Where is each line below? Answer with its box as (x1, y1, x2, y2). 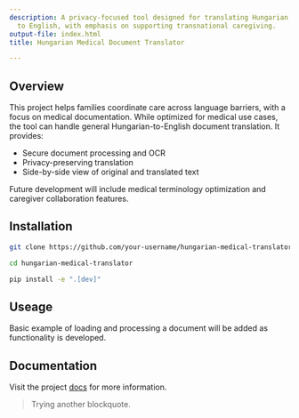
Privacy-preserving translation (21, 157, 133, 168)
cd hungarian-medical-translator (9, 259, 133, 268)
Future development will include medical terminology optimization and (9, 184, 267, 195)
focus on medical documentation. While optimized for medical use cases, (9, 112, 279, 123)
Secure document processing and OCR (21, 148, 166, 158)
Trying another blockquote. (30, 399, 131, 410)
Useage (9, 299, 53, 314)
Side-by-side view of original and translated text (21, 166, 199, 178)
